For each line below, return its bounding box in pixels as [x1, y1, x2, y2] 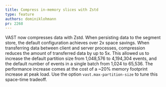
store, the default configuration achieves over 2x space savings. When [5, 40, 150, 46]
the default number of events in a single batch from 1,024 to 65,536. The [5, 61, 153, 67]
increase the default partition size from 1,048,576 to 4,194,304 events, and [5, 55, 157, 62]
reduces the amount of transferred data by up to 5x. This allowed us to [5, 50, 150, 56]
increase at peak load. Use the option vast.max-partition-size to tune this [5, 71, 158, 77]
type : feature [5, 12, 35, 17]
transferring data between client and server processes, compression [5, 45, 145, 51]
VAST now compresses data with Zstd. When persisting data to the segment [5, 35, 161, 41]
